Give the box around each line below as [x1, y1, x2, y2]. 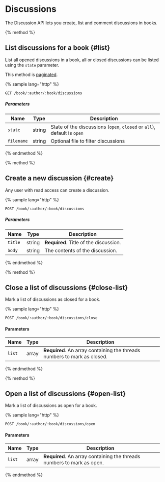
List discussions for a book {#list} [5, 43, 110, 52]
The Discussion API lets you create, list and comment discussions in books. [5, 20, 158, 26]
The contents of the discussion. [44, 247, 117, 254]
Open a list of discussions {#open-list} [5, 389, 126, 398]
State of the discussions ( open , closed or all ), [51, 123, 156, 130]
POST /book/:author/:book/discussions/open [5, 422, 96, 427]
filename [7, 138, 28, 144]
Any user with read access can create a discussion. [5, 187, 110, 193]
